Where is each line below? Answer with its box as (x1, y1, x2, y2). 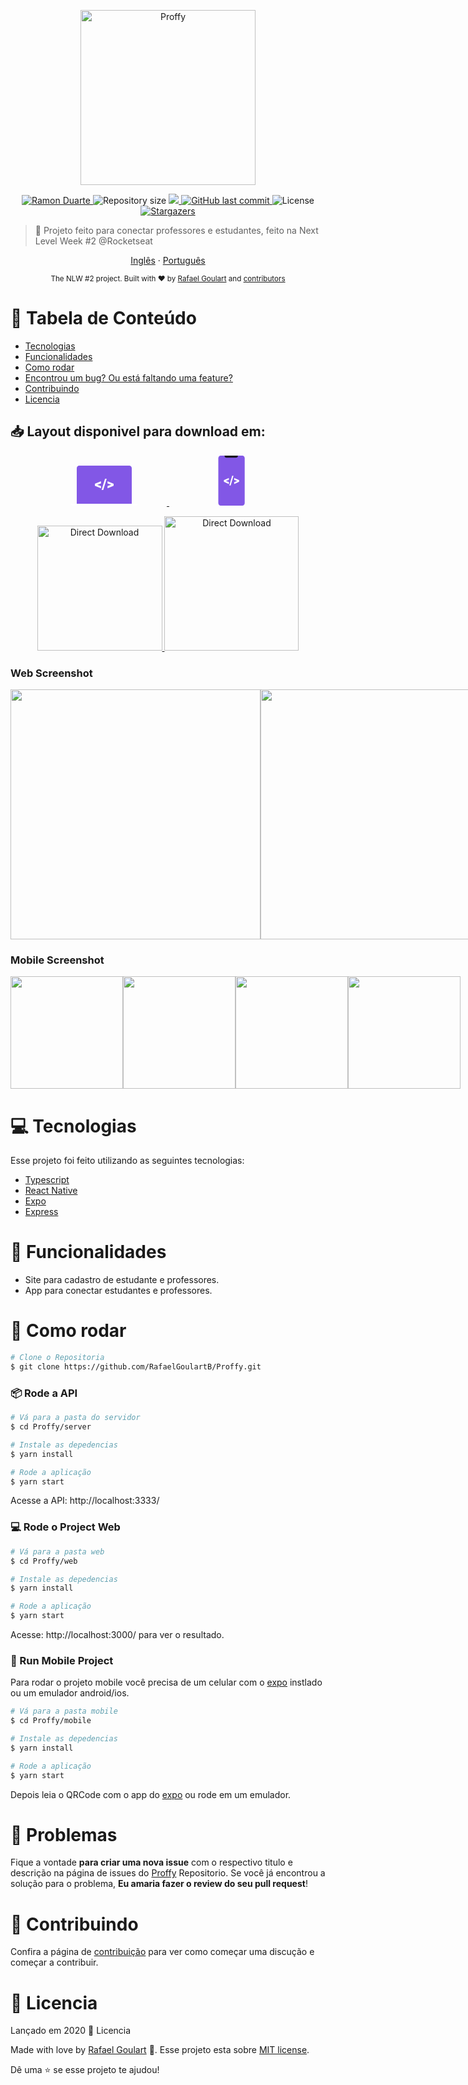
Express (24, 1206, 59, 1218)
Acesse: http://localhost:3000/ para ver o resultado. (10, 1629, 225, 1640)
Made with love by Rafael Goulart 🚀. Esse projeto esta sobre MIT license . (10, 2044, 310, 2056)
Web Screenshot (10, 666, 93, 680)
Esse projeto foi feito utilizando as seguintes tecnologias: (10, 1155, 245, 1167)
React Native (24, 1185, 78, 1197)
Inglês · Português (130, 255, 206, 266)
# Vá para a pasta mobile (10, 1706, 118, 1717)
